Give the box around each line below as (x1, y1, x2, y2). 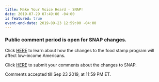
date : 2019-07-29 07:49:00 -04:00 (5, 12, 75, 16)
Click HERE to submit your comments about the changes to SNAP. (5, 62, 137, 68)
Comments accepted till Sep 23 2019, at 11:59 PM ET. (5, 71, 111, 77)
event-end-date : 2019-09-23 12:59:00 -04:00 (5, 20, 96, 26)
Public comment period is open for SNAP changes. (5, 37, 127, 43)
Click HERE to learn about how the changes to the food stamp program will (5, 47, 154, 53)
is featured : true (5, 16, 42, 21)
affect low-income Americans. (5, 53, 65, 58)
